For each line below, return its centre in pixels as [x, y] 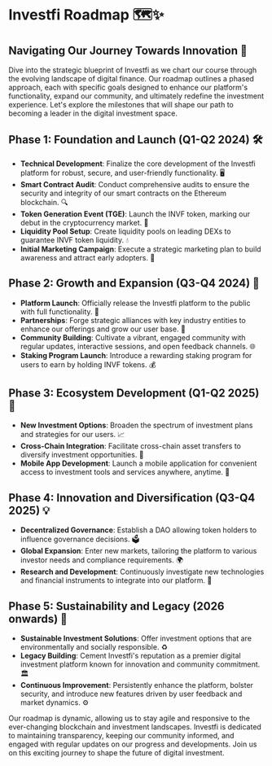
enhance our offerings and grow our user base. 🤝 [103, 329]
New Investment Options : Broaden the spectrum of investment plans [136, 425]
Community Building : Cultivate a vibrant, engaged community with [133, 337]
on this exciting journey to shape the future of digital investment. [117, 753]
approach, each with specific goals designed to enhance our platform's [128, 87]
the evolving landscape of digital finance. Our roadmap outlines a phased [132, 79]
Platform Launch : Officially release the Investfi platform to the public [135, 303]
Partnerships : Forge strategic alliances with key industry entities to [133, 320]
